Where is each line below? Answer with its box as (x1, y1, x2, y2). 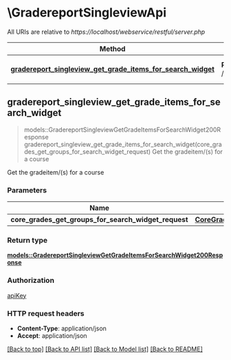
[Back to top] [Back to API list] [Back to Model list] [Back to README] (7, 345, 203, 353)
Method (99, 43, 126, 53)
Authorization (7, 276, 55, 286)
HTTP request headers (7, 308, 85, 318)
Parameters (7, 185, 47, 194)
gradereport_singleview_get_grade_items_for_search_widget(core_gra (23, 140, 222, 148)
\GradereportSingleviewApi (7, 5, 167, 21)
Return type (7, 235, 48, 245)
